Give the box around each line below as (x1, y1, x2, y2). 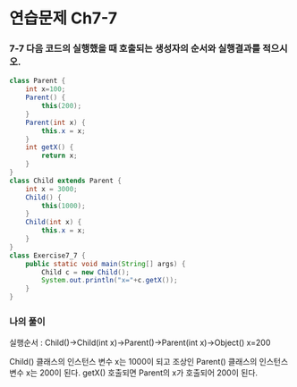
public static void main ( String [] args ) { (25, 259, 186, 268)
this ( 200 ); (41, 102, 82, 111)
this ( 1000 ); (41, 201, 87, 210)
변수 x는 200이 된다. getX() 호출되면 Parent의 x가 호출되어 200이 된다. (9, 367, 258, 378)
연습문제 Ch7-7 (9, 8, 118, 29)
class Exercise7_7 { (9, 251, 87, 260)
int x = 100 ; (25, 85, 66, 94)
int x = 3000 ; (25, 184, 78, 193)
